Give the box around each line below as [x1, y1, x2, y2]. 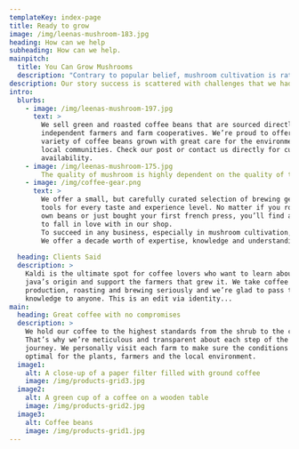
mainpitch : [9, 54, 50, 63]
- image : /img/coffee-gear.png [25, 179, 141, 188]
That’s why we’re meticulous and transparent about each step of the [25, 335, 289, 344]
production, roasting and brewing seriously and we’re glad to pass [25, 285, 285, 294]
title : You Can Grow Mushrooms [17, 63, 133, 72]
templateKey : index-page [9, 12, 101, 22]
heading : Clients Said [17, 253, 101, 262]
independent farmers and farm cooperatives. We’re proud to [41, 129, 269, 138]
